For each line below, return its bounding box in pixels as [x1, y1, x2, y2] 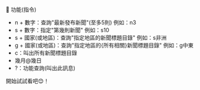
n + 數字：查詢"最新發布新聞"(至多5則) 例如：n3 [14, 19, 136, 26]
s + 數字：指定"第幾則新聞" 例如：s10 [14, 27, 110, 33]
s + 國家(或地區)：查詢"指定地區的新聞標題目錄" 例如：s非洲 [14, 34, 167, 41]
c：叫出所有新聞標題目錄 [14, 49, 77, 57]
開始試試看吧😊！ [6, 77, 50, 85]
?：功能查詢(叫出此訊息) [14, 64, 76, 72]
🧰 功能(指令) [6, 6, 37, 13]
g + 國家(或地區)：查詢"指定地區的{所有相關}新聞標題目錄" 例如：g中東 [14, 42, 194, 49]
